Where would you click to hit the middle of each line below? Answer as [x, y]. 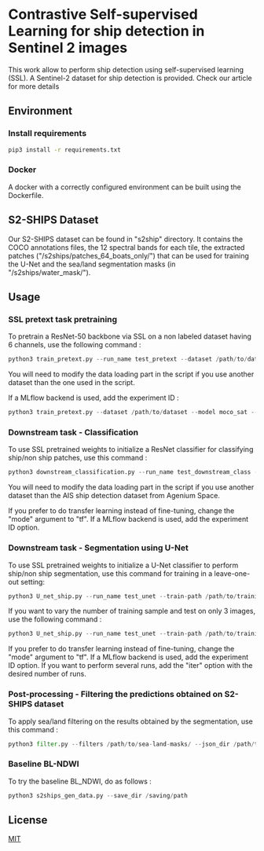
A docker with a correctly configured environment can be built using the [125, 187]
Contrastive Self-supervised [103, 15]
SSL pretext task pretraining [63, 319]
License [28, 820]
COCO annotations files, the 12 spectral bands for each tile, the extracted [126, 247]
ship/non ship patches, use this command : [78, 458]
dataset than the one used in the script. [71, 383]
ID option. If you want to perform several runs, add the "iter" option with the [130, 666]
